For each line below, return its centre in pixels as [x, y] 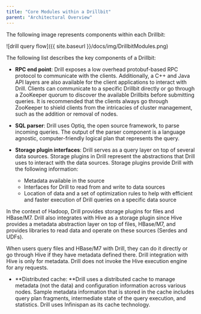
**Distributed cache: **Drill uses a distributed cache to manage [95, 279]
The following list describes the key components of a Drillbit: [81, 58]
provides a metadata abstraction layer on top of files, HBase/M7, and [91, 224]
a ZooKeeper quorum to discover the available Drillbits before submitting [105, 95]
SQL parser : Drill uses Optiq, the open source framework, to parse [97, 125]
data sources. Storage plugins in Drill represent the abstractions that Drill [105, 156]
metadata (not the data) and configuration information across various [100, 285]
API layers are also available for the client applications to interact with [101, 82]
